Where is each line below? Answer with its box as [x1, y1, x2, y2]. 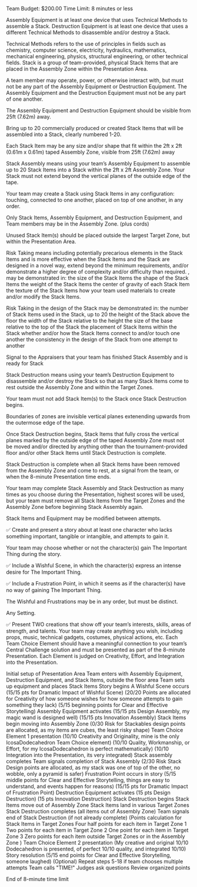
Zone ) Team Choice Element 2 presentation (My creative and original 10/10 [6, 839, 189, 846]
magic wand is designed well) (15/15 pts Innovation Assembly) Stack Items [6, 714, 186, 721]
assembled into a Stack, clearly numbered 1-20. [6, 131, 122, 138]
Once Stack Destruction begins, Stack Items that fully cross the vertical [6, 431, 179, 438]
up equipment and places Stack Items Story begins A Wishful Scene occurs [6, 683, 189, 690]
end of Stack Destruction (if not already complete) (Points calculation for [6, 814, 182, 821]
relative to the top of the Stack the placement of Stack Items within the [6, 323, 178, 330]
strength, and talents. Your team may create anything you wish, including [6, 627, 183, 634]
